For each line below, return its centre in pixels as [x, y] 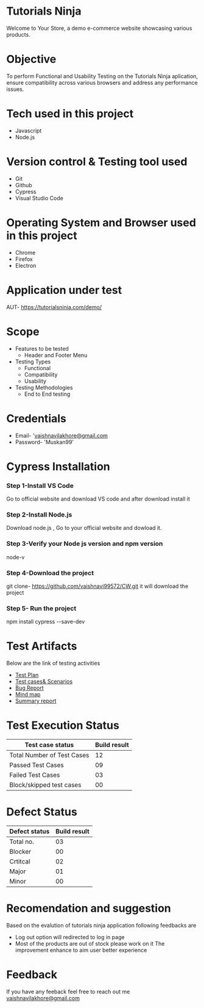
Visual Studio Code [39, 198]
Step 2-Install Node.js [39, 515]
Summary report [36, 701]
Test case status [49, 745]
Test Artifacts [42, 646]
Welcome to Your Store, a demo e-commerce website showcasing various [99, 28]
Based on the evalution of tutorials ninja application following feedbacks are [101, 925]
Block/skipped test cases [45, 785]
